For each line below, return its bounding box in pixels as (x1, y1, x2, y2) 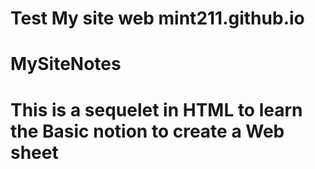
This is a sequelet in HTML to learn (10, 98, 303, 121)
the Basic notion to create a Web (10, 120, 285, 142)
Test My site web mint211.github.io (10, 7, 305, 30)
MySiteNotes (10, 53, 122, 76)
